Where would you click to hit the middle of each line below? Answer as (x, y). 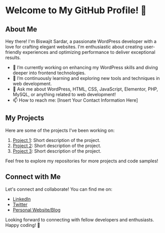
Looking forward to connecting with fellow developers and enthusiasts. (80, 220)
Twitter (20, 204)
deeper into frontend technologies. (49, 73)
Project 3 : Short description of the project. (57, 151)
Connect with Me (33, 177)
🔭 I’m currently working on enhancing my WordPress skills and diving (85, 67)
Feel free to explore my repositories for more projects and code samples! (82, 161)
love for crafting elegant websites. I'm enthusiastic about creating (74, 47)
